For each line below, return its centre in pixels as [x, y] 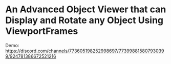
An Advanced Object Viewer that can [86, 9]
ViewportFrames [42, 31]
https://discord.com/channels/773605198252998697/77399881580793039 [85, 51]
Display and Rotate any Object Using [84, 20]
